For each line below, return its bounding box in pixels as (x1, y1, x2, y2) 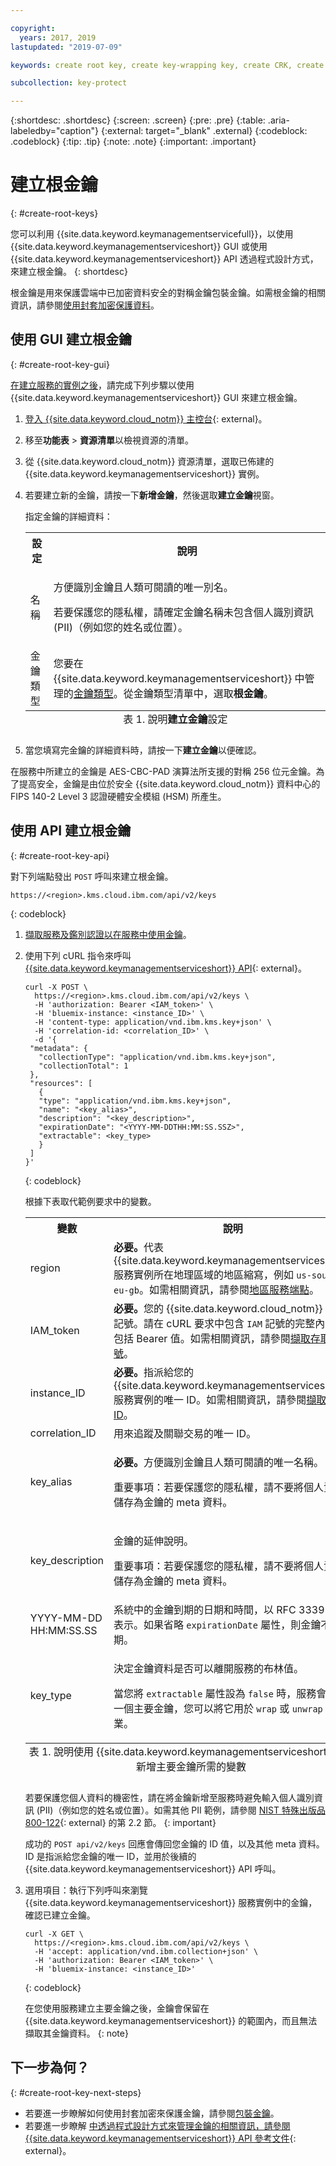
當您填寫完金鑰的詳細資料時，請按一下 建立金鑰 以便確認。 (24, 744, 262, 756)
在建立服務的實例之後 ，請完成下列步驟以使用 (10, 379, 195, 391)
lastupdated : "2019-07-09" (10, 42, 123, 52)
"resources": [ (29, 1078, 93, 1088)
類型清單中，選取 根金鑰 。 (153, 686, 274, 700)
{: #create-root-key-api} (10, 849, 110, 861)
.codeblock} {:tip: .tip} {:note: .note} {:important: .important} (10, 136, 257, 148)
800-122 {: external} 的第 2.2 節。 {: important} (24, 1816, 217, 1828)
